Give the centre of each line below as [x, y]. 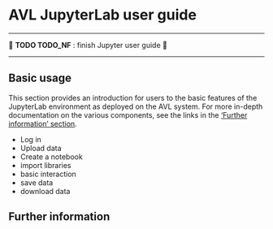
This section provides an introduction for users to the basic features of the [133, 97]
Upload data [41, 148]
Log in [31, 139]
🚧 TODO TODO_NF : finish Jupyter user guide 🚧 [88, 45]
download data [45, 191]
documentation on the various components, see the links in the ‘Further [128, 114]
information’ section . [43, 123]
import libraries [45, 165]
